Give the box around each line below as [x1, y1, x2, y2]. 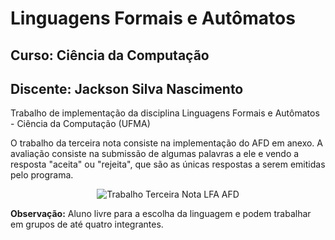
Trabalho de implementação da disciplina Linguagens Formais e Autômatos [10, 107, 320, 119]
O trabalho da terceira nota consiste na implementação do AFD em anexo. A [10, 137, 324, 149]
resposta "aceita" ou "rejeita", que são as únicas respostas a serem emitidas [10, 158, 326, 171]
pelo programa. [10, 169, 74, 181]
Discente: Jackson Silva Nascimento [10, 80, 244, 97]
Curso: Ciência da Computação [10, 47, 210, 64]
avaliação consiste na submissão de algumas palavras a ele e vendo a [10, 148, 300, 160]
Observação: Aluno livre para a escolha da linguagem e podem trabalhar [10, 208, 312, 220]
